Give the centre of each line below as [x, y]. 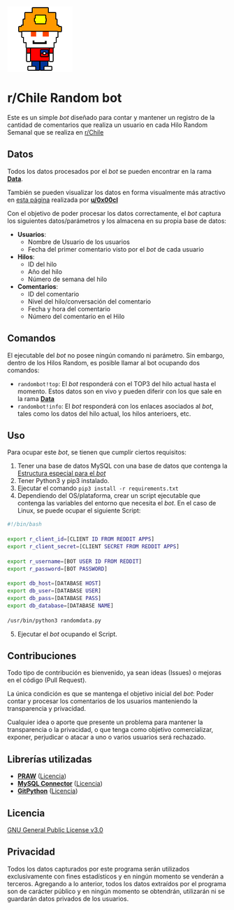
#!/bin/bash [24, 524]
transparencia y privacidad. [46, 709]
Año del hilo [45, 271]
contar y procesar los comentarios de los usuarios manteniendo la [102, 701]
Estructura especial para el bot [61, 473]
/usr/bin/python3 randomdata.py [54, 620]
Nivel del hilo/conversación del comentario [89, 301]
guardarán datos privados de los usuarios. [68, 898]
